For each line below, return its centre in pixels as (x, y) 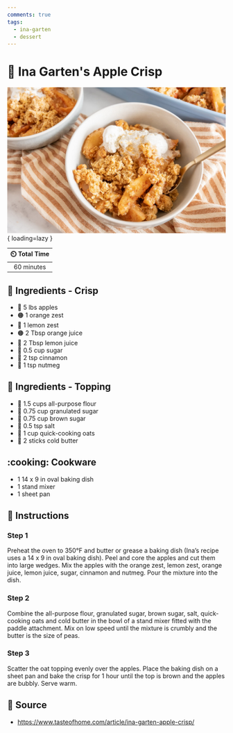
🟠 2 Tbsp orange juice (50, 333)
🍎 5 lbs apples (37, 307)
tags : (15, 22)
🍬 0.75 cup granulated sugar (58, 411)
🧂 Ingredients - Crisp (53, 291)
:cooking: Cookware (52, 462)
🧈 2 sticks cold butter (48, 440)
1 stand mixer (36, 486)
